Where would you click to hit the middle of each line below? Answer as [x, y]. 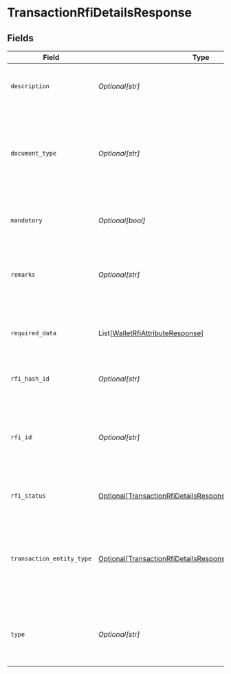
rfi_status [28, 496]
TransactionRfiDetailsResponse [100, 13]
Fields [21, 38]
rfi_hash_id [30, 379]
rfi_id [21, 438]
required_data [34, 333]
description [30, 86]
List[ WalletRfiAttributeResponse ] [151, 333]
